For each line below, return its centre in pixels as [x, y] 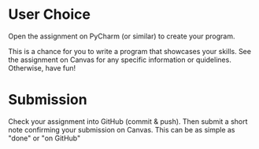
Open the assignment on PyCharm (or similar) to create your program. [122, 36]
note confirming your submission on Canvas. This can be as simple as [122, 129]
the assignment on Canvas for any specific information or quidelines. [120, 60]
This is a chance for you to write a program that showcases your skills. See [130, 51]
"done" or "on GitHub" [44, 138]
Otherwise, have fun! [42, 67]
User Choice [49, 15]
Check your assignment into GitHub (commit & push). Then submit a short [128, 121]
